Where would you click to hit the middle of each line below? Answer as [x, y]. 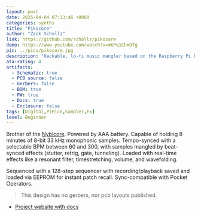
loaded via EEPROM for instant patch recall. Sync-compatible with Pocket [97, 177]
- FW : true [25, 95]
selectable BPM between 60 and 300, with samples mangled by [85, 147]
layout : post [22, 12]
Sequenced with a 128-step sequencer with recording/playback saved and [98, 171]
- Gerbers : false [33, 84]
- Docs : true [28, 100]
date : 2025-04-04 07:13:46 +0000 [48, 17]
